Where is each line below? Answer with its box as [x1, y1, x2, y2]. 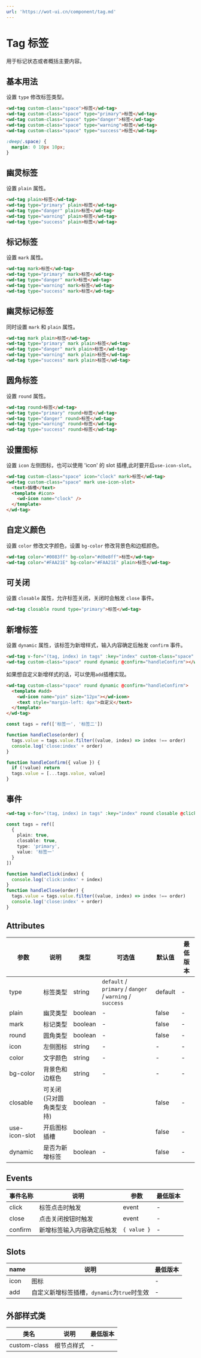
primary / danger [101, 985, 148, 993]
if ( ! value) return [11, 765, 60, 771]
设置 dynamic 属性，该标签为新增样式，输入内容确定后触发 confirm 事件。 [6, 641, 186, 649]
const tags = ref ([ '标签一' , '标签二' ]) [6, 721, 103, 727]
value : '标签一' [17, 849, 55, 855]
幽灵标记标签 [6, 306, 54, 316]
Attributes [6, 921, 45, 931]
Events [6, 1173, 33, 1183]
